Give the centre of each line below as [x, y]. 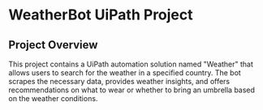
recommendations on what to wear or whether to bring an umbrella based [132, 90]
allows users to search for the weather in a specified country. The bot [125, 73]
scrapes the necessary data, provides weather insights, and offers [119, 81]
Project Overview [53, 45]
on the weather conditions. [53, 98]
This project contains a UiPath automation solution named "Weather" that [131, 64]
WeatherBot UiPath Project [101, 15]
